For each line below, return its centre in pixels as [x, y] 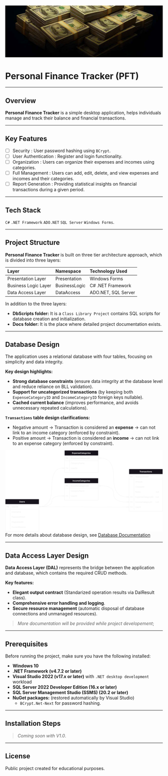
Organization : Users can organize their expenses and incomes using [83, 162]
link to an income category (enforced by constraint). [66, 433]
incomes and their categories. [43, 179]
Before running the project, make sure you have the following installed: [78, 656]
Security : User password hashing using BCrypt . [61, 151]
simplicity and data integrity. [34, 362]
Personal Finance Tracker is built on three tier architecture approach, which [84, 254]
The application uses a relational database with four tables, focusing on [79, 356]
